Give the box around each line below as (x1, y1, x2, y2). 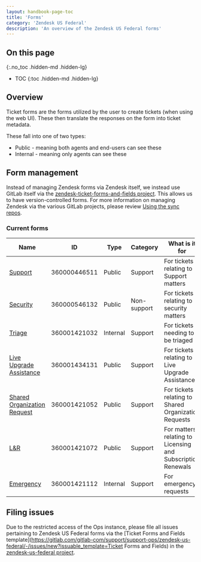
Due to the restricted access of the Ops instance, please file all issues (6, 523, 178, 530)
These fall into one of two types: (6, 132, 86, 139)
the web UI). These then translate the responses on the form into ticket (6, 114, 181, 121)
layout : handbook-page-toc (6, 8, 74, 15)
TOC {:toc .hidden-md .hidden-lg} (14, 75, 99, 83)
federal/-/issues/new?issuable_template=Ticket (6, 542, 123, 549)
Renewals (164, 462, 191, 471)
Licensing (164, 440, 191, 448)
